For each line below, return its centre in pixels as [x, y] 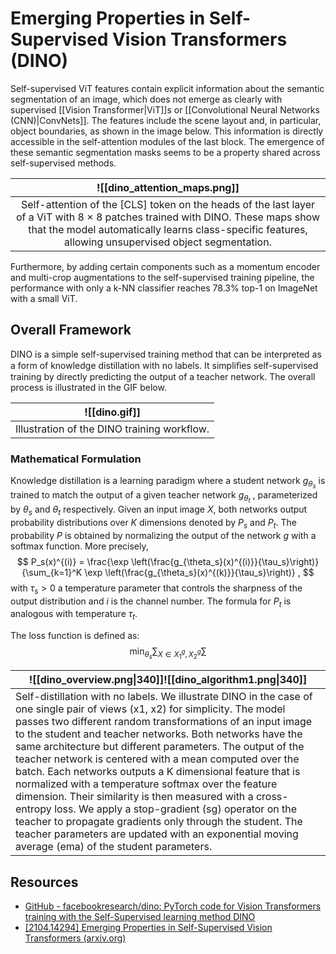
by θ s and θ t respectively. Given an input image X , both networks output [159, 510]
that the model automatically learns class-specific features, [168, 229]
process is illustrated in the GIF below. [88, 387]
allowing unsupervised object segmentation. [168, 242]
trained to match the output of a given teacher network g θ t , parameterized [164, 497]
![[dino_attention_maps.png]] [168, 187]
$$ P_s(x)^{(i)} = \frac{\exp [72, 561]
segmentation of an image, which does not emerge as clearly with [146, 99]
